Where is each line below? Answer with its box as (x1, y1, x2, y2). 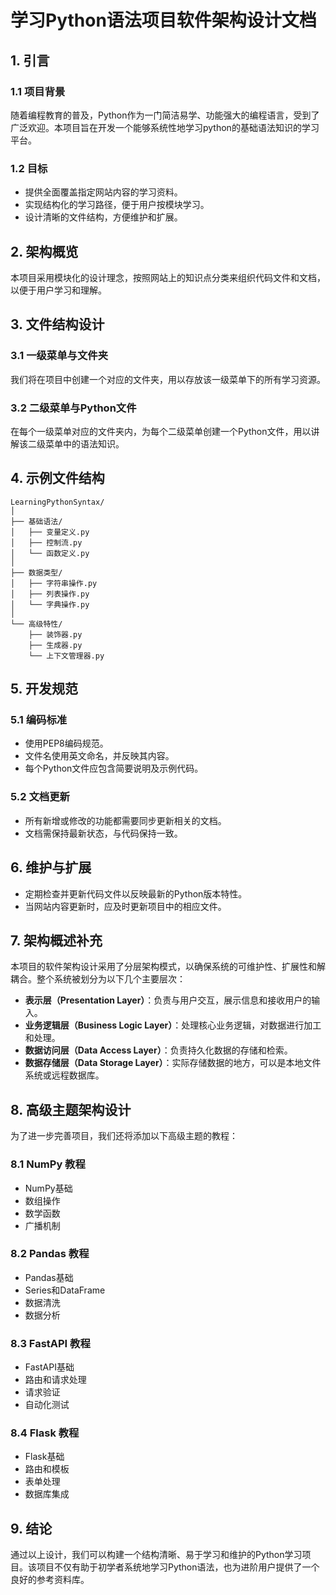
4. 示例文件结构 (10, 470, 105, 487)
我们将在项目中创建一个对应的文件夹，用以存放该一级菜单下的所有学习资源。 (10, 373, 326, 385)
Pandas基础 (24, 1271, 74, 1283)
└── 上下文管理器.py (28, 651, 105, 661)
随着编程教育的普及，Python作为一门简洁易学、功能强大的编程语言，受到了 (10, 109, 320, 121)
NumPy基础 (24, 1182, 73, 1194)
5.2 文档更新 (10, 790, 70, 804)
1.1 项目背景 (10, 84, 66, 98)
